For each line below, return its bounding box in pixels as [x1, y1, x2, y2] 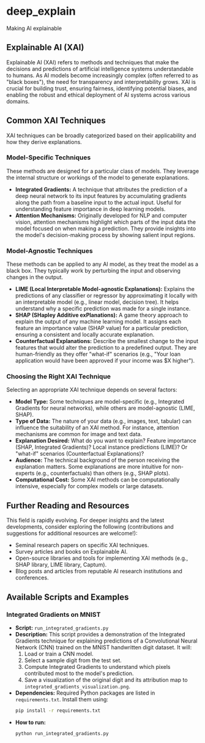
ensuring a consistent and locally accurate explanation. [15, 331, 155, 338]
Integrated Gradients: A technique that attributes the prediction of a [15, 186, 188, 193]
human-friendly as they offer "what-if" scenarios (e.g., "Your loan [15, 350, 181, 358]
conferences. [15, 574, 49, 581]
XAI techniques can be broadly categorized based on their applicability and [6, 132, 196, 139]
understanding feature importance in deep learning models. [15, 205, 166, 213]
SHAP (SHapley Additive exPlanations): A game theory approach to [15, 311, 188, 319]
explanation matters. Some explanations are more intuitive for [15, 463, 170, 470]
